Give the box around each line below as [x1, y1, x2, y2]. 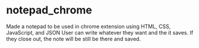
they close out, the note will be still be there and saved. [6, 35, 141, 42]
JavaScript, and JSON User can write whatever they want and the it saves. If [6, 29, 194, 36]
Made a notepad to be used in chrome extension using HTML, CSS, [6, 23, 171, 30]
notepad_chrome [6, 4, 92, 17]
